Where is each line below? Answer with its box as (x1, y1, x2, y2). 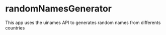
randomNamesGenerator (5, 3, 112, 14)
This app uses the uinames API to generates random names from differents (5, 19, 161, 25)
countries (5, 24, 25, 30)
